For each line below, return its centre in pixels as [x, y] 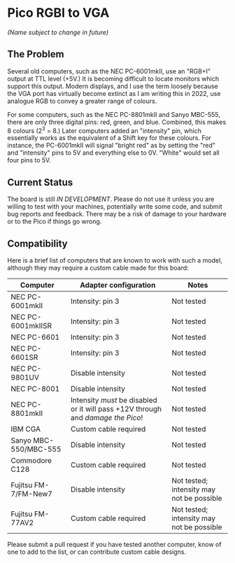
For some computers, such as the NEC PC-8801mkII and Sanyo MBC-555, [114, 114]
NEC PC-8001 [35, 389]
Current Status [40, 182]
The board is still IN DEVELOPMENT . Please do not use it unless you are [111, 199]
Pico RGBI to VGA [58, 13]
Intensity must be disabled [114, 401]
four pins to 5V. [29, 160]
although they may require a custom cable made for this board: [98, 268]
